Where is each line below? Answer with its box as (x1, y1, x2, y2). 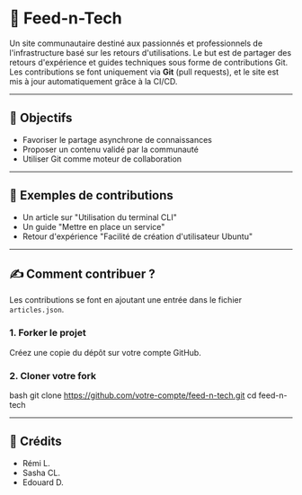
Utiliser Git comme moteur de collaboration (22, 153, 182, 164)
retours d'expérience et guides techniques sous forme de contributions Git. (9, 57, 289, 67)
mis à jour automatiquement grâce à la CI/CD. (9, 75, 178, 86)
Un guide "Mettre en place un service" (22, 221, 165, 232)
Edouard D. (22, 476, 65, 488)
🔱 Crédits (9, 434, 63, 449)
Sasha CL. (22, 467, 61, 478)
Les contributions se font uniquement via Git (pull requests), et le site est (9, 66, 280, 77)
